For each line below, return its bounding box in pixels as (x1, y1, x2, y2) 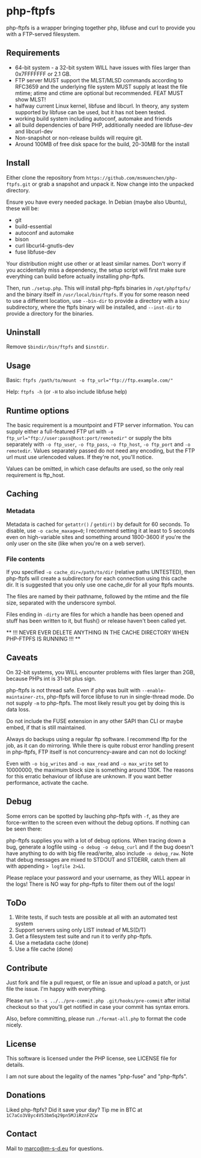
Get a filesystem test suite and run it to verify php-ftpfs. (14, 933, 153, 940)
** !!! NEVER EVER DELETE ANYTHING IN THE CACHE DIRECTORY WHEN (6, 629, 189, 636)
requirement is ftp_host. (6, 472, 65, 478)
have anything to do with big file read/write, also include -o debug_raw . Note (6, 849, 194, 857)
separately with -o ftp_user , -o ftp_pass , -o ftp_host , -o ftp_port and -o (6, 440, 191, 448)
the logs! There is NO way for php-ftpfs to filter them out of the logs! (6, 880, 175, 888)
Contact (6, 1129, 37, 1139)
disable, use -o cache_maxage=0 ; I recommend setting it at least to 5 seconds (6, 527, 195, 534)
